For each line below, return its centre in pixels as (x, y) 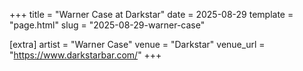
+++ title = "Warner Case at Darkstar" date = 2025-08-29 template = (151, 14)
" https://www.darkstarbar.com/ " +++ (85, 55)
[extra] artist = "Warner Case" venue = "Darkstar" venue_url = (137, 44)
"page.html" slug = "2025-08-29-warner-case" (107, 25)
